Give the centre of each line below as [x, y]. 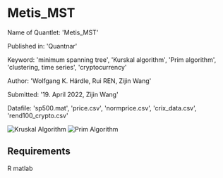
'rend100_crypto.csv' [38, 115]
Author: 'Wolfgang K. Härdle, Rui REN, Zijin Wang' [79, 81]
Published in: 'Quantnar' [42, 46]
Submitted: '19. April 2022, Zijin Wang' [63, 94]
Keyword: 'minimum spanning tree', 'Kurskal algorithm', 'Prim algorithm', [112, 59]
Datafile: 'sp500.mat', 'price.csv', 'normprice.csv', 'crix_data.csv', [102, 108]
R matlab [20, 168]
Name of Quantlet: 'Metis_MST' [53, 32]
